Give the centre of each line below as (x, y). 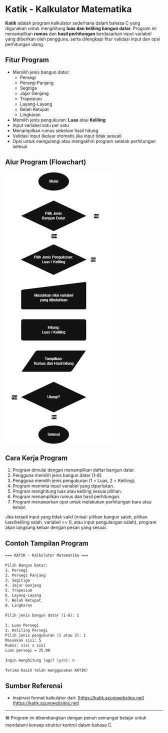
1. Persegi (16, 570)
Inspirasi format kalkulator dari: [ (46, 698)
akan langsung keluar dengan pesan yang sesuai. (56, 527)
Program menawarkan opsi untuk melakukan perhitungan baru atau (82, 502)
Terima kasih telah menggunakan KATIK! (47, 670)
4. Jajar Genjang (23, 585)
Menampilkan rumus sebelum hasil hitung (55, 130)
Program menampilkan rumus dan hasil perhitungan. (66, 496)
